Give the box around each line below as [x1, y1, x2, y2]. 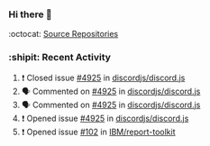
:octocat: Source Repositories [8, 29, 119, 40]
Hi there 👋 [8, 8, 53, 21]
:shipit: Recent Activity [8, 51, 112, 64]
